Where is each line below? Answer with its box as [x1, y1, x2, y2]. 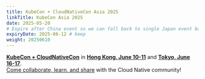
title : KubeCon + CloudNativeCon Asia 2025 [6, 8, 119, 15]
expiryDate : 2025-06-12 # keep [6, 31, 86, 37]
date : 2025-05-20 [6, 20, 51, 26]
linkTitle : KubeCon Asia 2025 [6, 14, 84, 21]
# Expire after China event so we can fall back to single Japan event [6, 25, 192, 32]
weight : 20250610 [6, 37, 51, 43]
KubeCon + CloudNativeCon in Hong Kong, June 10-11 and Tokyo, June [6, 54, 190, 60]
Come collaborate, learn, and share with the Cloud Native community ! [6, 66, 182, 73]
